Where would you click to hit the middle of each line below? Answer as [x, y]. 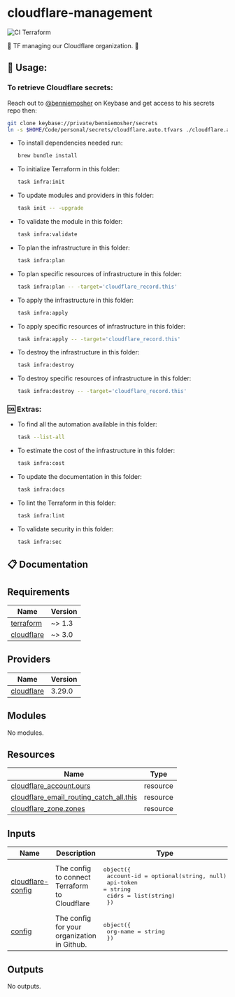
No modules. [26, 733]
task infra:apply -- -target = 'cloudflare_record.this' [99, 339]
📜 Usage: [27, 68]
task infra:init [41, 182]
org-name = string [136, 931]
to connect [73, 877]
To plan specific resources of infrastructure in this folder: [99, 273]
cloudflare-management [80, 13]
